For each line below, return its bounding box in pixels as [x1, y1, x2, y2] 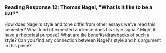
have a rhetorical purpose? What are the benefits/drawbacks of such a [4, 32, 150, 38]
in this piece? [4, 43, 32, 49]
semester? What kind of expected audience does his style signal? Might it [4, 27, 156, 33]
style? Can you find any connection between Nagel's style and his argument [4, 37, 161, 43]
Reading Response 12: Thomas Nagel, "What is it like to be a [4, 4, 153, 11]
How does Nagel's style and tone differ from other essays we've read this [4, 21, 156, 27]
